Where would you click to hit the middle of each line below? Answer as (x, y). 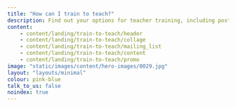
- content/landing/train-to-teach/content (83, 53)
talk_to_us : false (34, 86)
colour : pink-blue (34, 79)
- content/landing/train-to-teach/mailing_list (91, 46)
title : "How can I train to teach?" (61, 14)
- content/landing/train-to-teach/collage (83, 40)
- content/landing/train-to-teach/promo (80, 60)
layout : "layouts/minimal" (47, 73)
